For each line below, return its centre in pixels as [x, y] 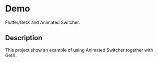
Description [24, 38]
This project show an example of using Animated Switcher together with [79, 50]
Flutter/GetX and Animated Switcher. [43, 22]
